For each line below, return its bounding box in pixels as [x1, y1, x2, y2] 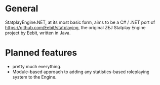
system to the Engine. [12, 74, 57, 80]
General [5, 3, 39, 14]
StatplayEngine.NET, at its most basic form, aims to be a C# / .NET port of [5, 19, 156, 25]
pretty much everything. [12, 63, 62, 69]
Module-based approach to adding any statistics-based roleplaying [12, 69, 150, 75]
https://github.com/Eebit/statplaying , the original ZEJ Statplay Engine [5, 24, 146, 30]
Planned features [5, 47, 78, 58]
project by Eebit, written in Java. [5, 30, 71, 36]
